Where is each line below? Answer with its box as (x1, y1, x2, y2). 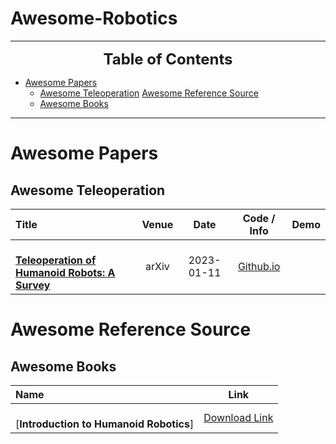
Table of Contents (103, 49, 233, 69)
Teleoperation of (15, 253, 97, 267)
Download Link (203, 410, 274, 424)
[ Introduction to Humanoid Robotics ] (15, 417, 195, 431)
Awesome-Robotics (10, 7, 178, 30)
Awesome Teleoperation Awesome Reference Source (39, 87, 259, 99)
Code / (242, 211, 276, 225)
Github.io (237, 259, 281, 273)
